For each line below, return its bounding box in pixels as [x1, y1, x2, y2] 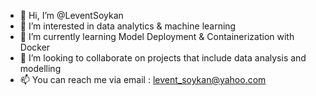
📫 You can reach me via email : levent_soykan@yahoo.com [19, 74, 267, 85]
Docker [19, 41, 51, 53]
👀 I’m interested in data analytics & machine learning [19, 20, 237, 32]
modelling [19, 63, 62, 74]
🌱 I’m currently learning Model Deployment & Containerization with [19, 31, 295, 42]
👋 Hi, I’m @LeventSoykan [19, 10, 124, 21]
